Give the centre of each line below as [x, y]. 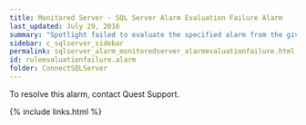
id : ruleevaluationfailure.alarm [73, 60]
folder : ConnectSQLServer [58, 69]
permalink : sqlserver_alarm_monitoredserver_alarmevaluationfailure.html [153, 52]
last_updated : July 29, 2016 [65, 26]
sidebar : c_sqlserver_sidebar [67, 43]
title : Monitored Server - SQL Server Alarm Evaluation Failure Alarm [146, 18]
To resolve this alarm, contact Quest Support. [95, 94]
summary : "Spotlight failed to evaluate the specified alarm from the [146, 34]
